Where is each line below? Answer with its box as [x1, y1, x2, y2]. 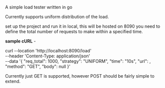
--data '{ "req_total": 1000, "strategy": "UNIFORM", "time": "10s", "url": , [5, 58, 151, 64]
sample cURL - [5, 38, 36, 44]
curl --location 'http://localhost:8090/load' [5, 48, 92, 53]
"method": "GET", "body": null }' [5, 64, 71, 69]
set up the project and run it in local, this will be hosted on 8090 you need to [5, 23, 161, 29]
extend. [5, 79, 21, 84]
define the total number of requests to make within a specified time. [5, 29, 143, 34]
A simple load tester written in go [5, 4, 73, 10]
